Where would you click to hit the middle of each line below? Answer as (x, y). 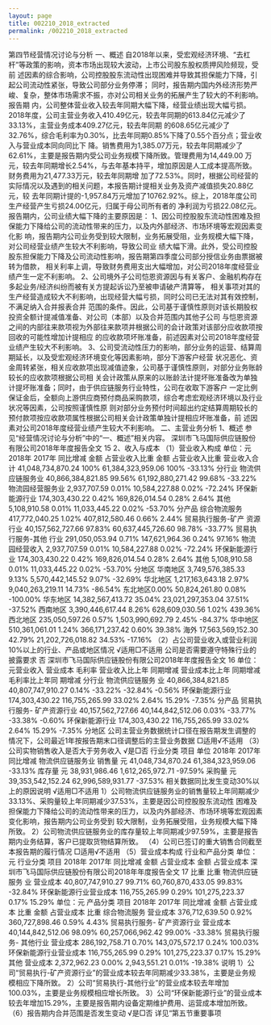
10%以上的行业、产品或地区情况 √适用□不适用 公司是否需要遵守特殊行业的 (132, 650)
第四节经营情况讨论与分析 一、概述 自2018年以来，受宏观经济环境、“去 (126, 55)
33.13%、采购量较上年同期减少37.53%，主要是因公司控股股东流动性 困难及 (133, 801)
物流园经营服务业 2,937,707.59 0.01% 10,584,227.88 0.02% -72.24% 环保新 (133, 488)
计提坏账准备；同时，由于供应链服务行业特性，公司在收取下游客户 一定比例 (133, 387)
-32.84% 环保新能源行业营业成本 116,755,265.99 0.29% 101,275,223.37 (126, 892)
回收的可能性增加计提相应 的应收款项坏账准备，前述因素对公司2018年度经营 (134, 337)
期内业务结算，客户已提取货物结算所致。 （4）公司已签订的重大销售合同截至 (135, 842)
